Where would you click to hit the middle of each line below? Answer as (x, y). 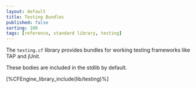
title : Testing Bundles (35, 17)
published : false (27, 22)
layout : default (26, 11)
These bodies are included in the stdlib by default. (67, 67)
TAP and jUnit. (23, 56)
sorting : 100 (22, 28)
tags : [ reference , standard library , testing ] (64, 33)
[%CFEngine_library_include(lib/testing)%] (58, 79)
